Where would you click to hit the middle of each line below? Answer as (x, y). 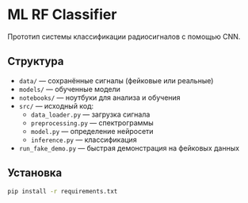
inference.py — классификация (84, 140)
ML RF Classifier (62, 15)
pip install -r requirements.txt (63, 191)
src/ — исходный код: (56, 105)
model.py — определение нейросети (92, 131)
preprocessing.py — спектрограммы (92, 123)
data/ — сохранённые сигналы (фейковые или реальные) (116, 80)
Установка (35, 173)
